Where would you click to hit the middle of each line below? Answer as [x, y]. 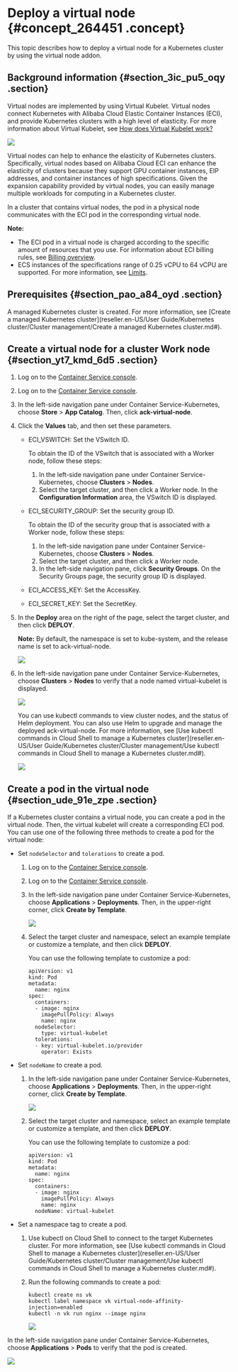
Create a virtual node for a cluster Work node [109, 349]
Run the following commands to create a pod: [95, 1282]
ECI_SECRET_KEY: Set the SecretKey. [83, 604]
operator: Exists [67, 1052]
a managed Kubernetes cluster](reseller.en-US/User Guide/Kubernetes [111, 319]
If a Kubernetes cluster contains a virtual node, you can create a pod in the [116, 817]
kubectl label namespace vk [69, 1301]
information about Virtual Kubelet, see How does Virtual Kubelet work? [110, 128]
